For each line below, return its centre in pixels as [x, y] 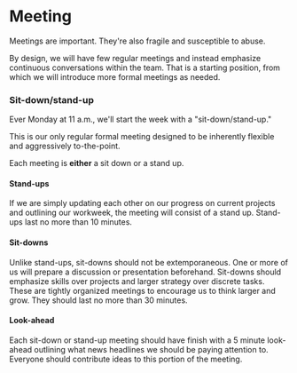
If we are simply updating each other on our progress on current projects [142, 203]
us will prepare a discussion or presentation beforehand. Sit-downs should [145, 272]
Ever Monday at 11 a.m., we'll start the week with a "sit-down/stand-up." [141, 119]
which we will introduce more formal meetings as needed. [115, 76]
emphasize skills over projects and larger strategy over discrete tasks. [137, 281]
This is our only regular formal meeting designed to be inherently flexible [142, 137]
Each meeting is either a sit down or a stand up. [97, 163]
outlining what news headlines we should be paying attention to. [151, 349]
